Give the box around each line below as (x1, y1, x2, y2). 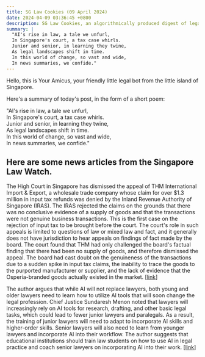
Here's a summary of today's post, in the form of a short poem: (6, 95, 165, 103)
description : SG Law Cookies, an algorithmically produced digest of (6, 20, 187, 26)
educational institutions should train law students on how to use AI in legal (6, 337, 193, 345)
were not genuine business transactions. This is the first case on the (6, 215, 178, 223)
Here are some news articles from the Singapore (6, 157, 194, 167)
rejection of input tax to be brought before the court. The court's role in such (6, 222, 199, 229)
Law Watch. (6, 166, 52, 177)
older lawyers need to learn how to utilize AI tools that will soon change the (6, 292, 195, 299)
